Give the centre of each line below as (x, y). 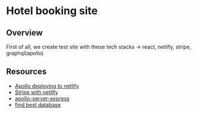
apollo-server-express (42, 98)
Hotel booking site (52, 11)
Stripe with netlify (36, 92)
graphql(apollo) (25, 53)
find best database (38, 105)
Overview (25, 33)
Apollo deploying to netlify (47, 86)
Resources (26, 72)
